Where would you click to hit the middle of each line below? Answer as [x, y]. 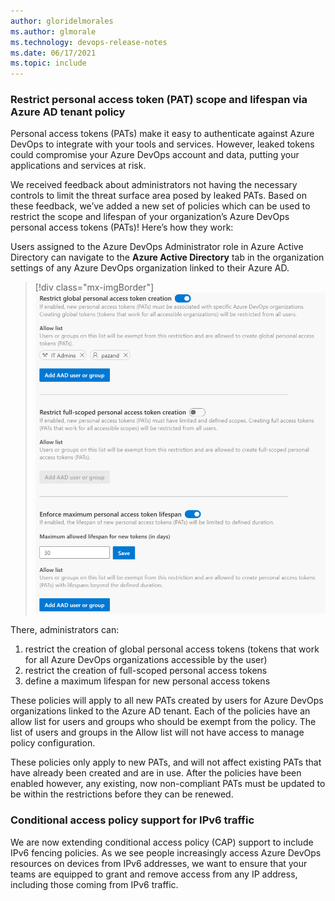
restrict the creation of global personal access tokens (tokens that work [172, 649]
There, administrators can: [65, 630]
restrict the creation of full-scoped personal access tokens [146, 671]
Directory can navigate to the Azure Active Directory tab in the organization [167, 257]
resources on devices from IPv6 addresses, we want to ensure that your [159, 863]
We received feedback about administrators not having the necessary [154, 185]
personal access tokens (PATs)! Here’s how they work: [122, 227]
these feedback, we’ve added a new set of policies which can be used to [160, 206]
